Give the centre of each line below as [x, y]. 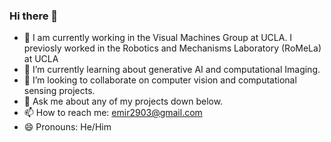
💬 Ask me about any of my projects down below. [123, 101]
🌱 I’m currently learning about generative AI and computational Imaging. [172, 70]
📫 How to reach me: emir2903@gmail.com [113, 113]
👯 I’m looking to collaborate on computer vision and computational [160, 80]
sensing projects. [59, 91]
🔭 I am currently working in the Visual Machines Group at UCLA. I [158, 38]
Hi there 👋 [34, 16]
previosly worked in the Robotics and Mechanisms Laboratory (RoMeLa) [172, 48]
